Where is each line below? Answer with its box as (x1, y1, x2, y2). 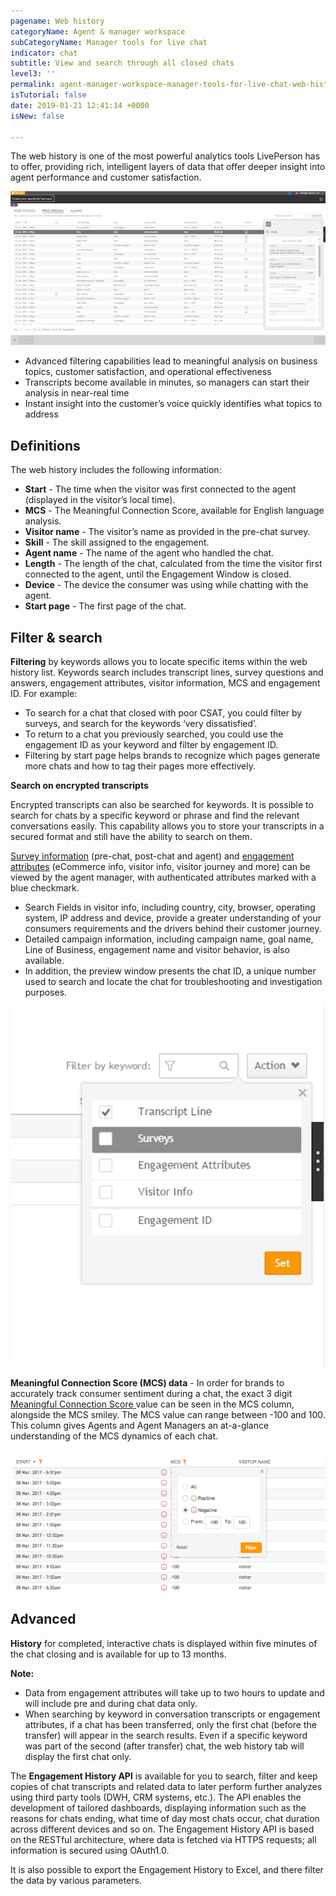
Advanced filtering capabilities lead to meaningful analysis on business (24, 355, 318, 367)
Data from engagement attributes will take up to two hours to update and (24, 1686, 325, 1699)
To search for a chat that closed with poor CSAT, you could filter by (24, 706, 303, 719)
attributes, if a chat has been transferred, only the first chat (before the (24, 1718, 317, 1730)
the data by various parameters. (10, 1874, 142, 1886)
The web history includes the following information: (10, 464, 222, 476)
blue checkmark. (10, 881, 80, 894)
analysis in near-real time (24, 387, 130, 399)
